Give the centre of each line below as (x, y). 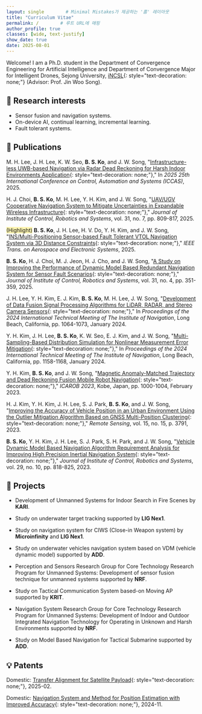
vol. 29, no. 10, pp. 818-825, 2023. (49, 467)
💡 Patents (25, 665)
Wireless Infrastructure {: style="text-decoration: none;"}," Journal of (92, 212)
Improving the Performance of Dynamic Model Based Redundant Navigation (100, 267)
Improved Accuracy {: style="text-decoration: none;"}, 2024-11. (84, 704)
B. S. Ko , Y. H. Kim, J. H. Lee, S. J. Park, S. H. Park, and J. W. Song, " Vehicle (100, 441)
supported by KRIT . (39, 598)
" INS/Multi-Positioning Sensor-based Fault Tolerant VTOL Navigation (92, 237)
